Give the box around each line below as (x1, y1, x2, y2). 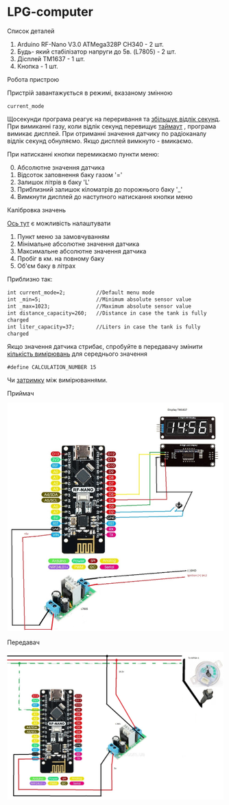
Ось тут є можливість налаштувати (7, 219, 111, 227)
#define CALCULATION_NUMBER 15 (7, 363, 97, 371)
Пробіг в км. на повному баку (16, 254, 105, 262)
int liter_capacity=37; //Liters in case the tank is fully (7, 324, 201, 330)
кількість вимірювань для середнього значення (7, 350, 147, 358)
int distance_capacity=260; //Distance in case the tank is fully (7, 310, 207, 317)
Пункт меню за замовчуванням (16, 232, 110, 240)
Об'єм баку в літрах (16, 262, 76, 270)
